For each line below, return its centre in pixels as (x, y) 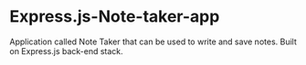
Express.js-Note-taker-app (115, 17)
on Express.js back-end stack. (66, 51)
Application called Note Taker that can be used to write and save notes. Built (153, 42)
